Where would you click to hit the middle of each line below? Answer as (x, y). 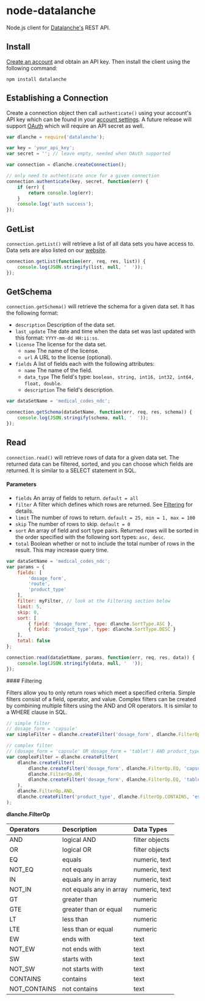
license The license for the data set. (61, 344)
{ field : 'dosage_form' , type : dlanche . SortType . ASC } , (101, 624)
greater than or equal (92, 909)
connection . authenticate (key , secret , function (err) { (77, 181)
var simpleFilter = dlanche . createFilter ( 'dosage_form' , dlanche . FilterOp (103, 735)
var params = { (26, 567)
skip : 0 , (28, 612)
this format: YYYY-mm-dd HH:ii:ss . (57, 338)
